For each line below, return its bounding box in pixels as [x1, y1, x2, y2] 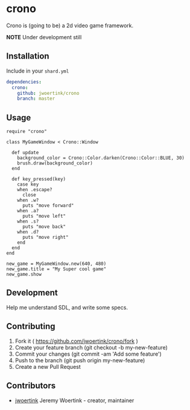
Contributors [6, 380, 56, 391]
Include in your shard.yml [6, 67, 69, 74]
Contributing [6, 321, 55, 331]
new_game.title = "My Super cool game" [6, 266, 107, 272]
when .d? [17, 229, 39, 235]
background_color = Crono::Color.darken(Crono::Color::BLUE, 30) [17, 155, 185, 161]
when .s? [17, 218, 39, 225]
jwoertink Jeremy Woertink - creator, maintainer [14, 397, 135, 404]
